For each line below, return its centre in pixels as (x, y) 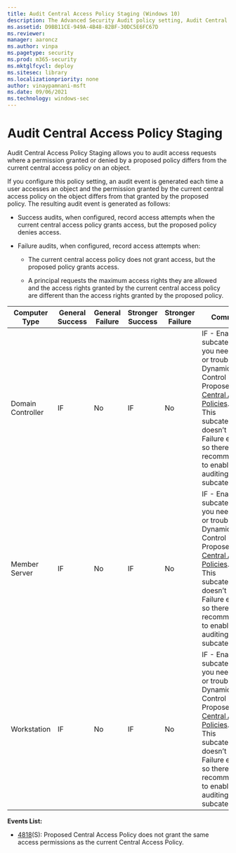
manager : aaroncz (33, 40)
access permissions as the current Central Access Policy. (100, 842)
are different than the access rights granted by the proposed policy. (126, 295)
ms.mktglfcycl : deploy (40, 66)
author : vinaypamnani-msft (47, 86)
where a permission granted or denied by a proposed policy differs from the (117, 160)
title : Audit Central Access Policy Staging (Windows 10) (94, 14)
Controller (27, 412)
